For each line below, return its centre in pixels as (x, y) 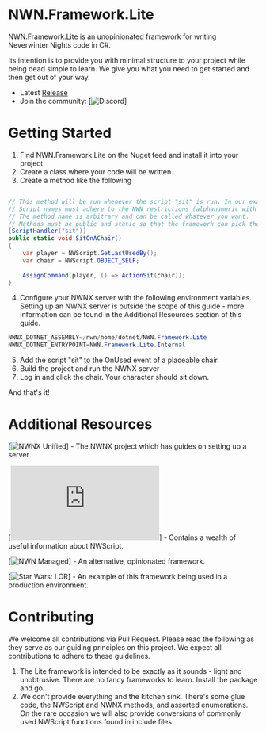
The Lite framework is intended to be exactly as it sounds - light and (131, 671)
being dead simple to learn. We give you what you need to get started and (129, 68)
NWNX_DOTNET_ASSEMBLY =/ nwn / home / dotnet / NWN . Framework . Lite (108, 338)
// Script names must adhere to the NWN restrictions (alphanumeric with (133, 209)
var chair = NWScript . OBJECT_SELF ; (81, 260)
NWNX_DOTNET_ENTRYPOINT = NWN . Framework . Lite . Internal (97, 345)
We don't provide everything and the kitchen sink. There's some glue (132, 696)
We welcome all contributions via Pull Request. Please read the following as (131, 639)
